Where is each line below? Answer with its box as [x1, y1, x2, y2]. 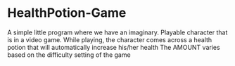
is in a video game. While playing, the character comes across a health [7, 35, 212, 44]
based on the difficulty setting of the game [7, 51, 132, 59]
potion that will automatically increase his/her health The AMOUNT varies [7, 43, 220, 51]
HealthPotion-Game [7, 5, 127, 21]
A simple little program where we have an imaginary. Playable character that [7, 28, 228, 37]
